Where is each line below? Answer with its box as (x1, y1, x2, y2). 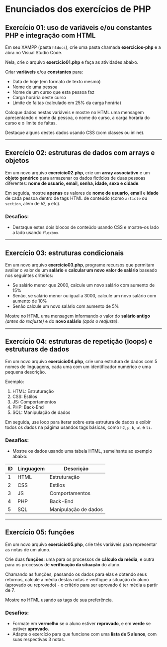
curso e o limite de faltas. (5, 120, 57, 126)
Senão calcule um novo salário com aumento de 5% (12, 303, 119, 309)
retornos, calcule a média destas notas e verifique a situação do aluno (5, 576, 149, 582)
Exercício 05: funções (5, 528, 75, 536)
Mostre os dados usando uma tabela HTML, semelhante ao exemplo (12, 448, 153, 454)
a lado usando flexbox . (12, 230, 60, 236)
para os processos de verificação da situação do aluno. (5, 561, 121, 567)
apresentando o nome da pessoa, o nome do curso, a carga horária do (5, 115, 150, 121)
